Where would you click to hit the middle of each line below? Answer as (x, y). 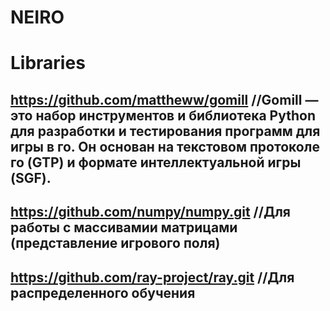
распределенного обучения (103, 292)
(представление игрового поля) (115, 243)
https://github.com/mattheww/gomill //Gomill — (164, 99)
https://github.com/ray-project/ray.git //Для (152, 277)
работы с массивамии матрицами (124, 227)
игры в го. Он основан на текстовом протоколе (165, 146)
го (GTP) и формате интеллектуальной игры (156, 162)
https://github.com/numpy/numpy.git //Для (150, 212)
